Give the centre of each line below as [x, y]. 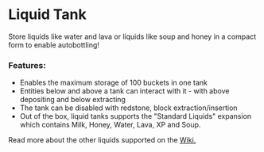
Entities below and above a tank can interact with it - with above [124, 91]
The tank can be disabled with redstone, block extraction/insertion [128, 108]
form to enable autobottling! [54, 44]
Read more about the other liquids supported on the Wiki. [102, 140]
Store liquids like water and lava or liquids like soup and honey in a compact [132, 36]
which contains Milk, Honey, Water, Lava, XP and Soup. [110, 125]
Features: [27, 65]
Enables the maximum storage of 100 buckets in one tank [114, 83]
